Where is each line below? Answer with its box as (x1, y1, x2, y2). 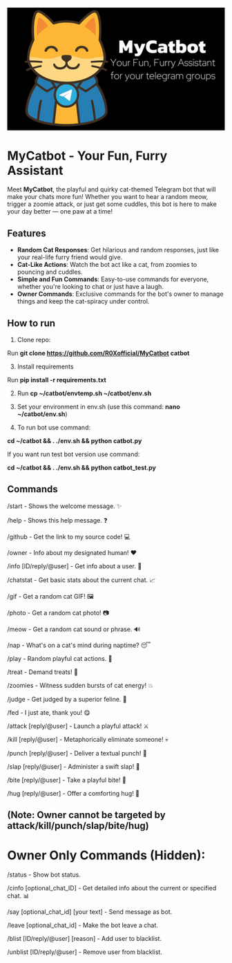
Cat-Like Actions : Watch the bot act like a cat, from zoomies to (17, 261, 197, 269)
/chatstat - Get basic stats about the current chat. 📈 (7, 575, 156, 584)
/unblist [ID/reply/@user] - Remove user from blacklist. (7, 948, 162, 956)
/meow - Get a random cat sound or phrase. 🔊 (7, 625, 141, 633)
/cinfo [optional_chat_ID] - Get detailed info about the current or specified (7, 884, 217, 892)
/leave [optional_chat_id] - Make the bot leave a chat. (7, 921, 159, 930)
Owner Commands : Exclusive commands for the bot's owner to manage (17, 290, 224, 298)
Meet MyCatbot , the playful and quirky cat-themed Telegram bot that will (7, 185, 216, 194)
